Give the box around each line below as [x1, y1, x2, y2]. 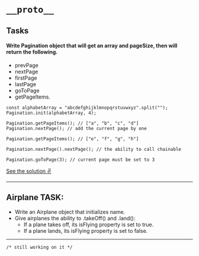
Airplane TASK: [6, 192, 64, 203]
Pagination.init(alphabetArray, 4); [6, 110, 97, 116]
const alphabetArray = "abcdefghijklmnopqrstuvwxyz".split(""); [6, 105, 168, 110]
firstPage [14, 74, 37, 81]
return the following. [6, 49, 58, 56]
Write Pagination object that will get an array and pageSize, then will [6, 42, 178, 49]
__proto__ [6, 4, 54, 15]
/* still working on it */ [6, 244, 73, 250]
